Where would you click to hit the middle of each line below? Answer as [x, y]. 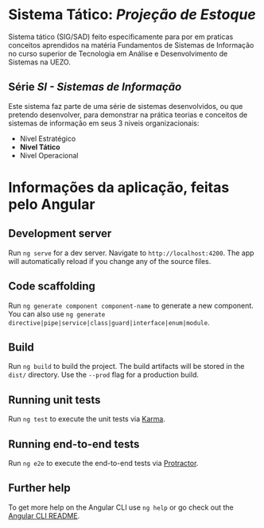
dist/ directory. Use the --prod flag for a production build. [103, 375]
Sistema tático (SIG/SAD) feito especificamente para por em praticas [121, 37]
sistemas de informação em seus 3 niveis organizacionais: [104, 123]
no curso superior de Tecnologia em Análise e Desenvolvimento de [118, 53]
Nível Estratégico [48, 138]
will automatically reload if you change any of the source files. [110, 261]
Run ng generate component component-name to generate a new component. [131, 305]
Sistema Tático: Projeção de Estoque [132, 15]
